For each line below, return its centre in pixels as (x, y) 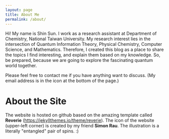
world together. (21, 65)
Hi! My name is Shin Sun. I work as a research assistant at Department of (81, 34)
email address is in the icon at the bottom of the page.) (62, 81)
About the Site (36, 101)
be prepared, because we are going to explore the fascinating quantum (79, 60)
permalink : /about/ (26, 19)
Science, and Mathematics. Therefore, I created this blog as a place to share (84, 50)
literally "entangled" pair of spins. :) (42, 131)
